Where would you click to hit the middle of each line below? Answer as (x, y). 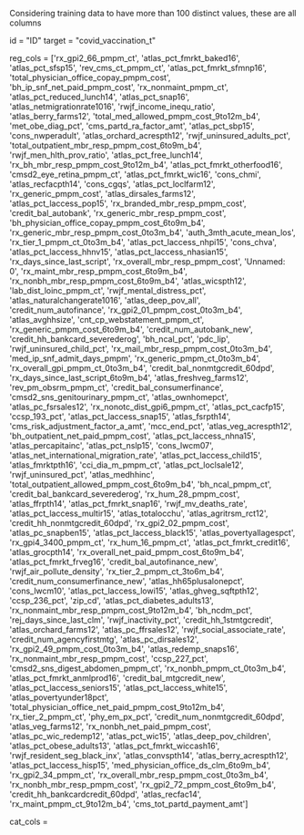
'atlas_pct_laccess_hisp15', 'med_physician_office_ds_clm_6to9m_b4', (140, 765)
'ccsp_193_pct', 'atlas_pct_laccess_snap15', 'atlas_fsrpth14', (120, 417)
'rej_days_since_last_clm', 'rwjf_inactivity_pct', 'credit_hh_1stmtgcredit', (141, 620)
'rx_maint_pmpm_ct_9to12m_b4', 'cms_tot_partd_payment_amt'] (129, 804)
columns (25, 23)
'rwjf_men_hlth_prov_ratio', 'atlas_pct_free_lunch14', (106, 155)
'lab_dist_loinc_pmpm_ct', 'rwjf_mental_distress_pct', (108, 290)
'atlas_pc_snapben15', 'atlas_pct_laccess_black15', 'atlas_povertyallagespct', (152, 533)
